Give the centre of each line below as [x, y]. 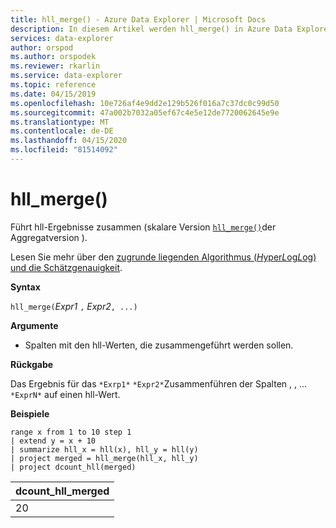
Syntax [25, 287]
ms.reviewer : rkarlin [55, 66]
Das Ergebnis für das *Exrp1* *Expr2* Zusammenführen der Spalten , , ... [159, 383]
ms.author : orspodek [53, 57]
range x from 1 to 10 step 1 [71, 432]
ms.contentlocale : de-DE [62, 131]
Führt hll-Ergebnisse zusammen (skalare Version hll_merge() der [143, 227]
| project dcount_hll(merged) [73, 467]
